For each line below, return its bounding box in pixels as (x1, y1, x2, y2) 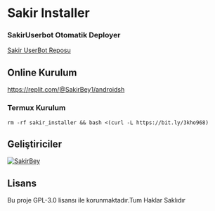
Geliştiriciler (7, 138, 62, 150)
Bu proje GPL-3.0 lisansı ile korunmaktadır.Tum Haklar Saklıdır (7, 196, 186, 205)
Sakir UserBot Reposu (7, 46, 72, 54)
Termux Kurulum (7, 103, 66, 113)
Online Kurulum (7, 66, 77, 78)
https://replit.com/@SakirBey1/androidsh (7, 85, 125, 94)
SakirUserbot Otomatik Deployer (7, 30, 121, 40)
